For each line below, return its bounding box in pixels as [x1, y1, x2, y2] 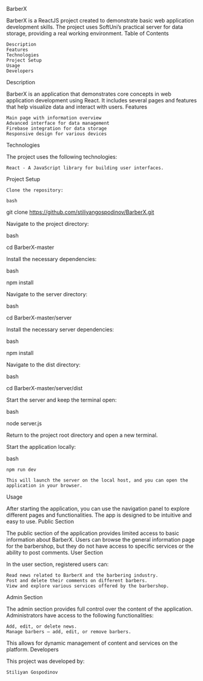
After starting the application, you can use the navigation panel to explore [6, 505, 190, 512]
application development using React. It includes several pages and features [6, 97, 197, 104]
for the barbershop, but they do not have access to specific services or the [6, 542, 194, 550]
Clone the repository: [6, 187, 64, 193]
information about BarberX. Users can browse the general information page [6, 536, 195, 543]
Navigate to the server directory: [6, 291, 88, 297]
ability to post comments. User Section [6, 549, 104, 556]
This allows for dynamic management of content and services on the [6, 639, 178, 646]
